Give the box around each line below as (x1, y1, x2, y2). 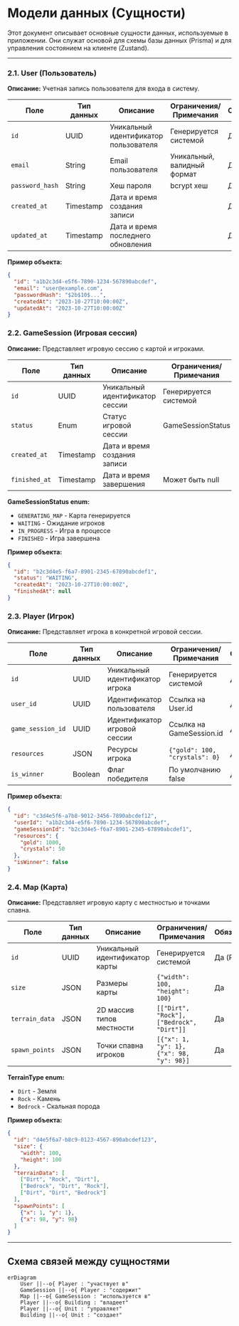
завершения (102, 479, 146, 489)
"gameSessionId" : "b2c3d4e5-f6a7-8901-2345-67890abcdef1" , (14, 826, 193, 833)
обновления (110, 240, 152, 250)
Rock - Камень (17, 1095, 61, 1103)
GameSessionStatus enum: (7, 497, 90, 506)
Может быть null (162, 475, 220, 485)
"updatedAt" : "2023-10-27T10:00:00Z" (14, 305, 126, 312)
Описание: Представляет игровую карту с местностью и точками (7, 898, 210, 907)
